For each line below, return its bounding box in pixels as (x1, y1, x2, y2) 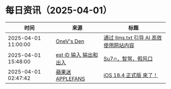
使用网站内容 (103, 42, 135, 49)
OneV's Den (55, 38, 84, 45)
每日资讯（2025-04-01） (5, 5, 112, 16)
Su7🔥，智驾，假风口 (103, 55, 153, 62)
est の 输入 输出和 (55, 51, 98, 58)
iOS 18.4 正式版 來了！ (103, 72, 158, 79)
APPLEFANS (55, 75, 85, 82)
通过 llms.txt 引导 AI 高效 (103, 34, 162, 41)
